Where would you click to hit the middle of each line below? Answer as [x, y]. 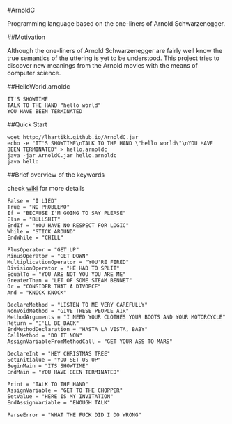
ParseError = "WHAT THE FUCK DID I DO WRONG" [74, 415]
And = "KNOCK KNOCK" [37, 293]
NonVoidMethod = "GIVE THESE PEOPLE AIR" [68, 311]
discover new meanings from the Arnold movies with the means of [103, 65]
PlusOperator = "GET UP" [43, 250]
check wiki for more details [46, 188]
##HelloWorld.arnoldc [39, 86]
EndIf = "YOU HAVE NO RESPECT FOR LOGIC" [68, 226]
